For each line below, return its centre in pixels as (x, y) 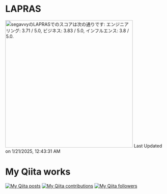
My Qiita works (38, 172)
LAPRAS (23, 9)
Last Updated (148, 146)
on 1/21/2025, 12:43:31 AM (33, 151)
